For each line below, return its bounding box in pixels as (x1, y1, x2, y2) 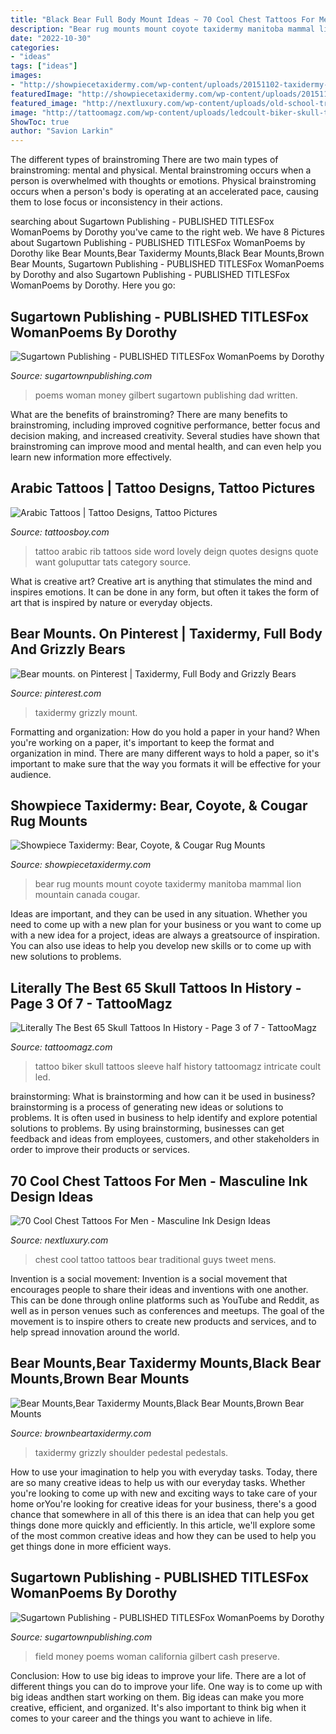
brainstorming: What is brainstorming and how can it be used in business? (10, 1091, 316, 1103)
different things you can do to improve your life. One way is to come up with (10, 1680, 323, 1692)
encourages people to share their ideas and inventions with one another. (10, 1284, 309, 1295)
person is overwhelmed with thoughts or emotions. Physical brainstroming (10, 175, 317, 187)
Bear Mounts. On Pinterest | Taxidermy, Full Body (10, 626, 323, 643)
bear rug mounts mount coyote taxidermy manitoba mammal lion (34, 878, 302, 890)
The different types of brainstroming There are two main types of (10, 154, 279, 166)
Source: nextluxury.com (10, 1234, 109, 1246)
